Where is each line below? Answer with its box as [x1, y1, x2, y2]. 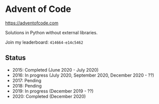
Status [5, 54, 26, 62]
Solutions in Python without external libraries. [5, 29, 98, 35]
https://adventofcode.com [5, 20, 58, 26]
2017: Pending [12, 77, 42, 83]
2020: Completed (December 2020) [12, 93, 86, 99]
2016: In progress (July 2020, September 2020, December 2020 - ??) [12, 72, 155, 78]
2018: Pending [12, 83, 42, 89]
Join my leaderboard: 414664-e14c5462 [5, 39, 83, 45]
